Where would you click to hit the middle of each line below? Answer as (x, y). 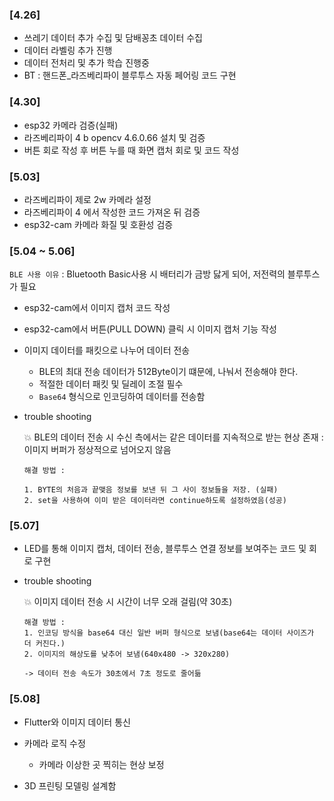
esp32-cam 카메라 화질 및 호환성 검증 (98, 224)
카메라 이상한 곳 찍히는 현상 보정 (101, 764)
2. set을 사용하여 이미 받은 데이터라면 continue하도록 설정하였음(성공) (155, 501)
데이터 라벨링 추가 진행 (68, 50)
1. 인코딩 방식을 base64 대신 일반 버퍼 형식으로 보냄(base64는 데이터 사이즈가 (169, 633)
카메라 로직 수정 (54, 743)
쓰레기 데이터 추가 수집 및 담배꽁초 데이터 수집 (113, 38)
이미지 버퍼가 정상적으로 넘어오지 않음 (97, 450)
